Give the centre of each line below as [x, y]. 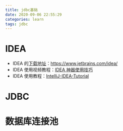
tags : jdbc [17, 24]
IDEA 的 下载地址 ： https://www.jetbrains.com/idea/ [65, 63]
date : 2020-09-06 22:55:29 [34, 15]
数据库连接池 [32, 121]
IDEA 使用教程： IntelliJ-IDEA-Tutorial [51, 76]
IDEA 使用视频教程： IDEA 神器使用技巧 [53, 70]
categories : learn [24, 19]
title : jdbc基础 [21, 10]
